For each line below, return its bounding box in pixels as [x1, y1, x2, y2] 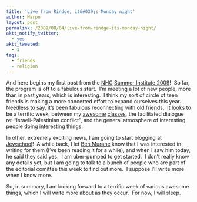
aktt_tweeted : [6, 42, 41, 48]
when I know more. [6, 171, 53, 179]
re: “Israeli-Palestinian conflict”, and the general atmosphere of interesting [6, 117, 186, 124]
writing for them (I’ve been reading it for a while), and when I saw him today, [6, 147, 191, 154]
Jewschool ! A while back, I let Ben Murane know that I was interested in [6, 140, 181, 147]
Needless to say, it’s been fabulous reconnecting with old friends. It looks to [6, 104, 191, 112]
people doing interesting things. [6, 123, 84, 130]
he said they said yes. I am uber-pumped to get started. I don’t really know [6, 153, 189, 160]
